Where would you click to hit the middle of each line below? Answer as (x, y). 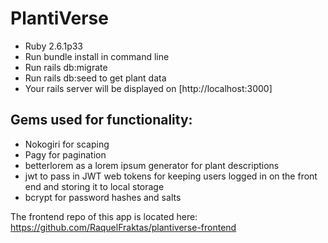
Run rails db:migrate (66, 67)
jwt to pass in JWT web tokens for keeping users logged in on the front (171, 176)
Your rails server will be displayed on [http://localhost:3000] (148, 88)
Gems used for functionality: (101, 120)
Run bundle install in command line (97, 56)
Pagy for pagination (65, 154)
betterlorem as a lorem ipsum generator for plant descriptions (152, 165)
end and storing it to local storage (94, 186)
